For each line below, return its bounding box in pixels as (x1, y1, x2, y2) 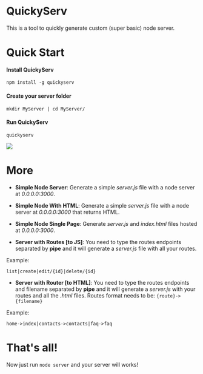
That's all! (6, 341, 58, 355)
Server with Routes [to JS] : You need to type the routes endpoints (15, 238, 182, 245)
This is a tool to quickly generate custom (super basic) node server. (6, 24, 175, 32)
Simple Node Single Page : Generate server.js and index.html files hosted (15, 220, 198, 227)
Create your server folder (6, 92, 72, 100)
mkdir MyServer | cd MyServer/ (6, 106, 85, 112)
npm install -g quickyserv (6, 80, 75, 86)
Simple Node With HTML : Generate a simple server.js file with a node (15, 202, 190, 209)
